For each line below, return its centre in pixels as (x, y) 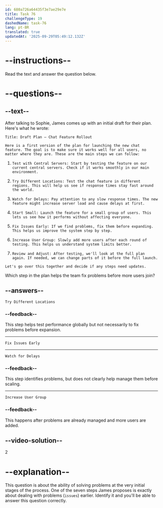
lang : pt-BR (17, 28)
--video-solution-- (34, 440)
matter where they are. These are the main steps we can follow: (72, 154)
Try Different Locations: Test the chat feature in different (76, 181)
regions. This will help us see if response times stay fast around (83, 185)
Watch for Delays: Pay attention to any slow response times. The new (85, 199)
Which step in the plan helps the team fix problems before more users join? (80, 275)
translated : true (23, 32)
